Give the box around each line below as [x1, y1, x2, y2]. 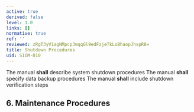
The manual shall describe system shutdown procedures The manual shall [6, 68, 189, 75]
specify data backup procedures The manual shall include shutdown [6, 75, 174, 82]
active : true [6, 8, 38, 15]
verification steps [6, 81, 48, 88]
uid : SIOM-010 [6, 52, 41, 58]
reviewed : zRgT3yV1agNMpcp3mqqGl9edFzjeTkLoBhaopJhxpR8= [6, 42, 150, 48]
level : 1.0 [6, 19, 33, 25]
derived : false [6, 14, 44, 20]
